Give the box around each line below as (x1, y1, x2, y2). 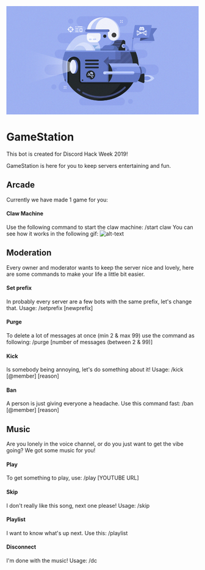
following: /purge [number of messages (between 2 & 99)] (6, 338, 153, 345)
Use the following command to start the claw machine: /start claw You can (6, 223, 193, 231)
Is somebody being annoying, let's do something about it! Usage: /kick (6, 366, 184, 373)
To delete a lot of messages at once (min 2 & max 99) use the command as (6, 331, 195, 339)
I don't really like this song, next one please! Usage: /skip (6, 502, 150, 509)
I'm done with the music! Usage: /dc (6, 557, 98, 564)
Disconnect (6, 543, 37, 550)
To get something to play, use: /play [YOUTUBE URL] (6, 474, 139, 482)
